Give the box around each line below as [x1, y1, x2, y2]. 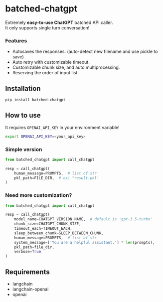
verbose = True [14, 249, 41, 254]
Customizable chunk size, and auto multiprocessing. [12, 64, 120, 70]
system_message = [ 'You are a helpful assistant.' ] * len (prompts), [14, 240, 155, 245]
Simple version [5, 146, 42, 152]
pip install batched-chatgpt [5, 98, 66, 103]
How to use [5, 111, 41, 120]
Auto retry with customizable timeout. [12, 59, 90, 65]
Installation [5, 84, 41, 93]
